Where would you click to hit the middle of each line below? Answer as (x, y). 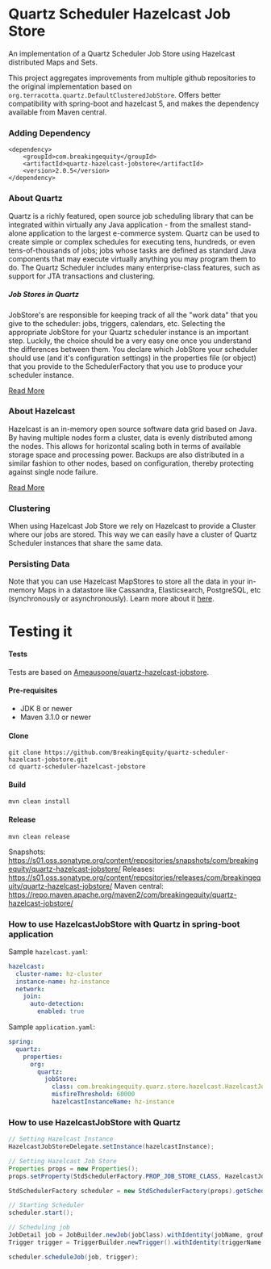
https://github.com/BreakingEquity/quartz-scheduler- (136, 753)
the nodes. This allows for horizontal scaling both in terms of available (125, 446)
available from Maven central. (58, 112)
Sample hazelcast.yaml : (48, 951)
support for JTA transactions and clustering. (82, 276)
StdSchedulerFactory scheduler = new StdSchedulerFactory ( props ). (122, 1191)
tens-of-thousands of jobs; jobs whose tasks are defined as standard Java (132, 250)
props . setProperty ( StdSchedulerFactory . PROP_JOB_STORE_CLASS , (115, 1176)
